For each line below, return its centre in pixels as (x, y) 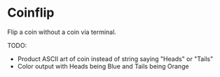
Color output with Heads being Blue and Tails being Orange (103, 66)
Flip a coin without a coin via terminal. (62, 32)
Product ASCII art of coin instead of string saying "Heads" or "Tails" (115, 59)
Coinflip (31, 13)
